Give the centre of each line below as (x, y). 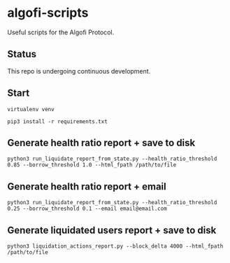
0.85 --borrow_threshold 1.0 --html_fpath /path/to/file (92, 165)
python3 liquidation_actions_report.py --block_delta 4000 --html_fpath (115, 246)
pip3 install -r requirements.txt (58, 121)
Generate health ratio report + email (87, 186)
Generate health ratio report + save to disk (101, 142)
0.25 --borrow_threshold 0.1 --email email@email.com (87, 209)
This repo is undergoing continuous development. (79, 71)
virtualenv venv (31, 109)
